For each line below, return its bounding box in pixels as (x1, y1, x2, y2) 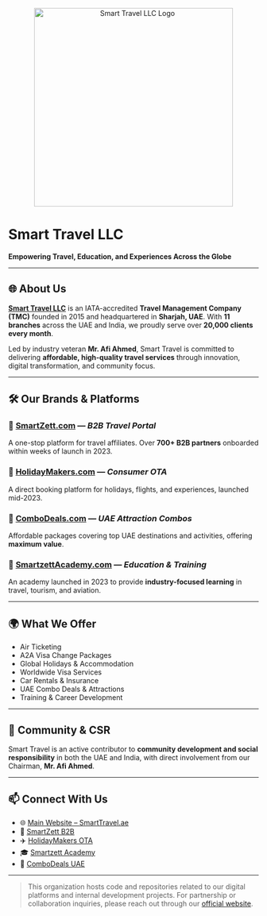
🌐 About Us (8, 282, 67, 296)
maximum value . (8, 539, 64, 549)
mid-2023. (8, 493, 43, 502)
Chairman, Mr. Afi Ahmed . (8, 761, 95, 771)
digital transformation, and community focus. (8, 361, 156, 370)
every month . (8, 328, 54, 338)
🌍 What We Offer (8, 616, 97, 631)
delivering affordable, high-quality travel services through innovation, (8, 352, 241, 361)
